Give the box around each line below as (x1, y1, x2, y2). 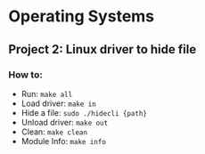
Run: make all (20, 88, 73, 99)
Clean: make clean (20, 126, 88, 137)
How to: (8, 69, 44, 81)
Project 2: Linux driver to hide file (8, 42, 197, 57)
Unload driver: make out (20, 117, 109, 127)
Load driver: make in (20, 98, 97, 109)
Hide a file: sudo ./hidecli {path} (20, 107, 148, 118)
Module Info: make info (20, 135, 106, 146)
